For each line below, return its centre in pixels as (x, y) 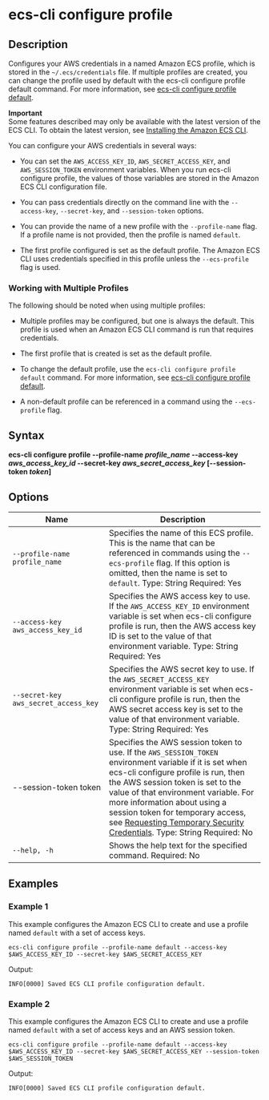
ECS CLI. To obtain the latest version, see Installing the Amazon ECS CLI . (128, 130)
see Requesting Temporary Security (177, 822)
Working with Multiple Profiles (69, 288)
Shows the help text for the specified (178, 845)
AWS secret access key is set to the (176, 709)
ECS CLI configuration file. (64, 187)
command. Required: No (155, 855)
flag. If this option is (193, 562)
